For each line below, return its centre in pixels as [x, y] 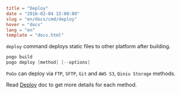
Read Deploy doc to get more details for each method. [71, 85]
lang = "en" [21, 30]
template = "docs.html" [35, 35]
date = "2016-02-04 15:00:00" [43, 14]
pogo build [19, 57]
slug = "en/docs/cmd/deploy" [42, 19]
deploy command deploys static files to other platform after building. [88, 46]
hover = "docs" [25, 24]
